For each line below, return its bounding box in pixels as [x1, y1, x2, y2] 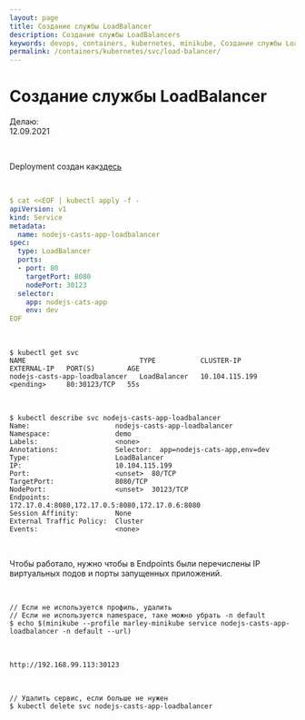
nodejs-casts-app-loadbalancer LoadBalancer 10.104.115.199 [9, 372, 258, 381]
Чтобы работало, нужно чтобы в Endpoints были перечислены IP [9, 558, 261, 569]
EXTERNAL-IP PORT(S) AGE [9, 364, 141, 373]
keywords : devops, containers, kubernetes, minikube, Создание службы [9, 38, 282, 48]
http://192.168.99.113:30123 [9, 660, 120, 670]
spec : [9, 238, 30, 248]
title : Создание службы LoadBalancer [9, 22, 152, 31]
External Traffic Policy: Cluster [9, 517, 144, 527]
